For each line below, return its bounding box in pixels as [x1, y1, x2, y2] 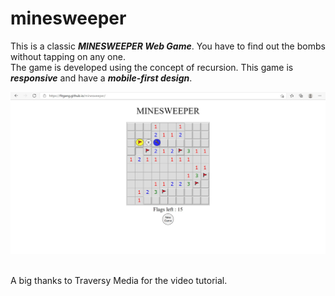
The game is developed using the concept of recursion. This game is [10, 61, 294, 73]
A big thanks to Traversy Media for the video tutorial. [10, 275, 228, 287]
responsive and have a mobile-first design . [10, 72, 193, 84]
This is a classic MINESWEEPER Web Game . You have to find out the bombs [10, 40, 326, 52]
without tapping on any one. [10, 50, 126, 62]
